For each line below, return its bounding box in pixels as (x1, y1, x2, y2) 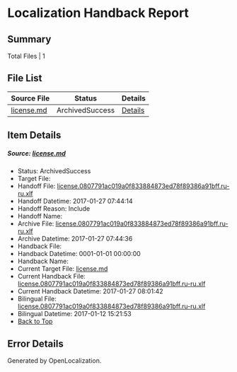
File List (7, 72, 42, 84)
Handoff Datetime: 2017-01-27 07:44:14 (17, 197, 133, 206)
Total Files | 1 (7, 52, 45, 60)
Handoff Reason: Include (17, 204, 91, 213)
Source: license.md (7, 149, 66, 157)
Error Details (7, 337, 64, 349)
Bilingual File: (17, 295, 57, 303)
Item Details (7, 129, 62, 141)
